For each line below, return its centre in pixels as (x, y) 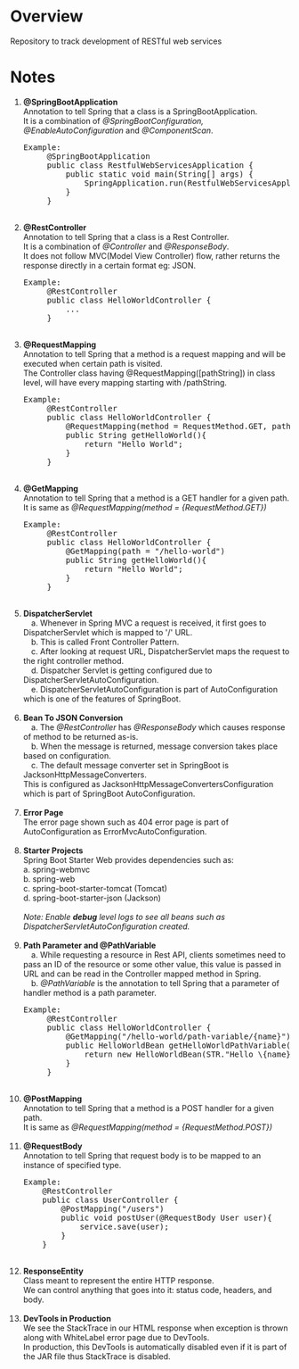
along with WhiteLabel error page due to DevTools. (116, 1337)
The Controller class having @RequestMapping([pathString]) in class (149, 373)
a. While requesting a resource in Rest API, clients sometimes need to (158, 954)
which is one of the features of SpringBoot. (102, 699)
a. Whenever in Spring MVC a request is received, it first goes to (149, 623)
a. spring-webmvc (57, 869)
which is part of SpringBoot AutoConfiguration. (109, 793)
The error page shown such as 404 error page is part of (126, 822)
